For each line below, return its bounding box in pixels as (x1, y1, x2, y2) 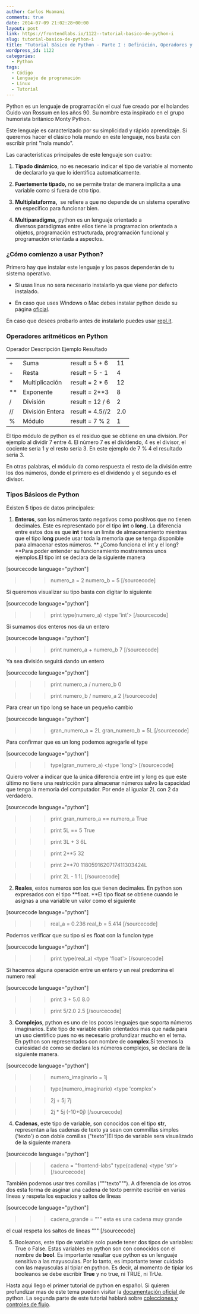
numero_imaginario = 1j (50, 1073, 108, 1080)
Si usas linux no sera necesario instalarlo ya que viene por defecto (14, 281, 178, 289)
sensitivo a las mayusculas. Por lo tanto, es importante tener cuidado (14, 1257, 184, 1265)
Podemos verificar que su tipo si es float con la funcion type (6, 931, 154, 939)
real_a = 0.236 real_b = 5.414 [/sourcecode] (50, 920, 158, 927)
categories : (6, 53, 36, 59)
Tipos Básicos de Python (6, 490, 80, 499)
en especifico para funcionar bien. (14, 204, 99, 212)
